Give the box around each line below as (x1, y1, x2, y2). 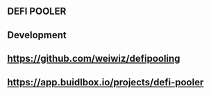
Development (7, 29, 67, 41)
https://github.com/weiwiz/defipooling (7, 53, 180, 64)
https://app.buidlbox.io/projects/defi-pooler (7, 76, 204, 88)
